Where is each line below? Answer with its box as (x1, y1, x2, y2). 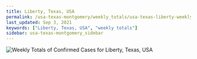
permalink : (6, 14, 33, 20)
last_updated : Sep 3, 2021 (6, 19, 72, 25)
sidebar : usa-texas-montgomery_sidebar (6, 30, 104, 36)
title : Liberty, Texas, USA (6, 8, 75, 15)
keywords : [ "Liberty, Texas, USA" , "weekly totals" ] (6, 25, 138, 31)
